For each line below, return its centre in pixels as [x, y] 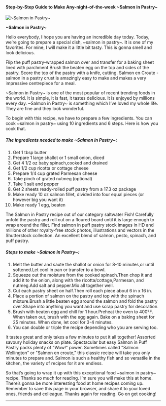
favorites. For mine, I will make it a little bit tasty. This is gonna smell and [79, 47]
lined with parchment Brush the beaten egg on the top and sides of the [77, 68]
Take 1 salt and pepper [36, 184]
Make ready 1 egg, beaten [39, 205]
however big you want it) [38, 200]
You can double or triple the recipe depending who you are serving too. [85, 327]
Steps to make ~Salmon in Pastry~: [43, 252]
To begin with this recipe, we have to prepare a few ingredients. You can [79, 118]
